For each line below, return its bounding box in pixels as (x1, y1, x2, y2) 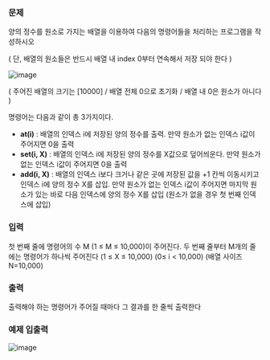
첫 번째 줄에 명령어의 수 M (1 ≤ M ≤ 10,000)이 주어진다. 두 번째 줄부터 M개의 (8, 241, 248, 251)
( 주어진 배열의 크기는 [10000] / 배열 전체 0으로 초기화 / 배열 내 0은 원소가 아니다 (8, 87, 262, 96)
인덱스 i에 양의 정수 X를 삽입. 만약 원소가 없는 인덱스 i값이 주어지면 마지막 (19, 179, 249, 190)
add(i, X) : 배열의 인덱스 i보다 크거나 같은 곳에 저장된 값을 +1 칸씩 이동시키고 (19, 170, 260, 179)
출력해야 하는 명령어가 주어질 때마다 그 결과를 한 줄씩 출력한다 (8, 301, 202, 311)
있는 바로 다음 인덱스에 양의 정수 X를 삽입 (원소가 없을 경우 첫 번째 (35, 190, 242, 199)
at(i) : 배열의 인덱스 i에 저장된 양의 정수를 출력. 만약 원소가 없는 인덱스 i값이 (19, 129, 256, 139)
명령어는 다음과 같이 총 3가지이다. (8, 112, 114, 122)
